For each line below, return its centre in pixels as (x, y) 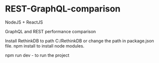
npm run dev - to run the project (37, 55)
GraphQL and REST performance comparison (51, 31)
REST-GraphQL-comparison (63, 9)
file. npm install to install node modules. (45, 46)
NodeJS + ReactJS (24, 22)
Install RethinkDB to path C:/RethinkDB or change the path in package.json (79, 41)
